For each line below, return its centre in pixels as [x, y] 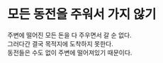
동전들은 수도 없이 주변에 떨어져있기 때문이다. [70, 52]
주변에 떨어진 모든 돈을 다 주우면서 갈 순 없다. [70, 35]
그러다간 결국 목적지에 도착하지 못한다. [60, 43]
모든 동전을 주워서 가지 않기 [82, 14]
